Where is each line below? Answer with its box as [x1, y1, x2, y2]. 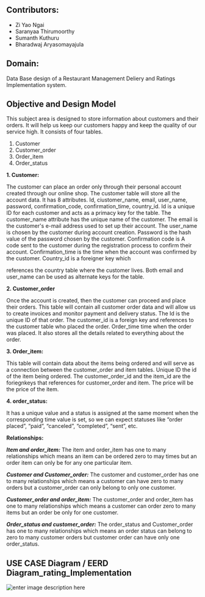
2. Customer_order [6, 285, 56, 293]
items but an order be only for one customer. [6, 509, 119, 516]
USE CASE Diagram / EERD [6, 558, 109, 568]
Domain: [6, 58, 40, 69]
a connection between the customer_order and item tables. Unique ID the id [6, 366, 197, 374]
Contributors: [6, 5, 59, 15]
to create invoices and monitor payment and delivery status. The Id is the [6, 310, 190, 317]
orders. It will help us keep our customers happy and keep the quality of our [6, 122, 197, 129]
